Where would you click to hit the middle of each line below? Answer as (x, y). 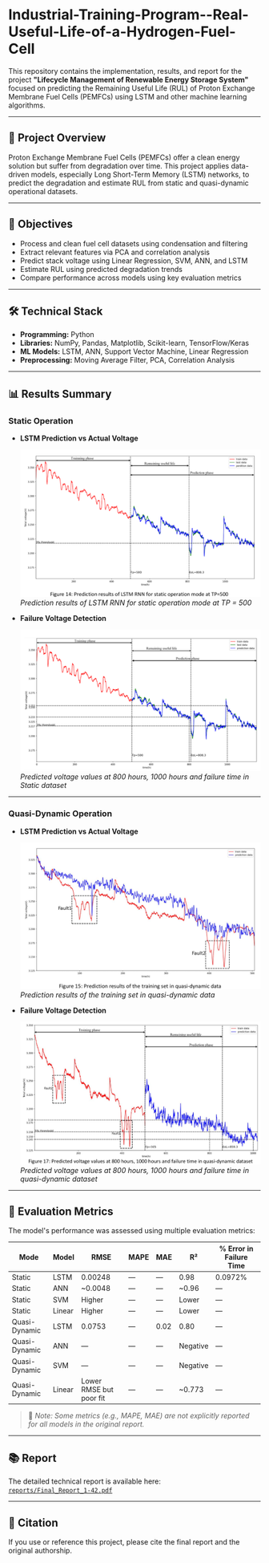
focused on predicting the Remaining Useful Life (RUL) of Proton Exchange (132, 88)
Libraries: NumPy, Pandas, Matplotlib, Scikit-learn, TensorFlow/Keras (134, 343)
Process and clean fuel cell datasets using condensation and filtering (134, 243)
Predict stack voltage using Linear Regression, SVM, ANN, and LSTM (134, 260)
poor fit (93, 1398)
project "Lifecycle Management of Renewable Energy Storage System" (128, 79)
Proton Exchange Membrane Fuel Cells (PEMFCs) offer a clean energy (124, 157)
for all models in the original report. (86, 1424)
